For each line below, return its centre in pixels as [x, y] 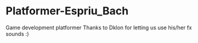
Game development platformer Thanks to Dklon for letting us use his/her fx [99, 27]
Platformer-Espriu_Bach [67, 11]
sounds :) [18, 33]
